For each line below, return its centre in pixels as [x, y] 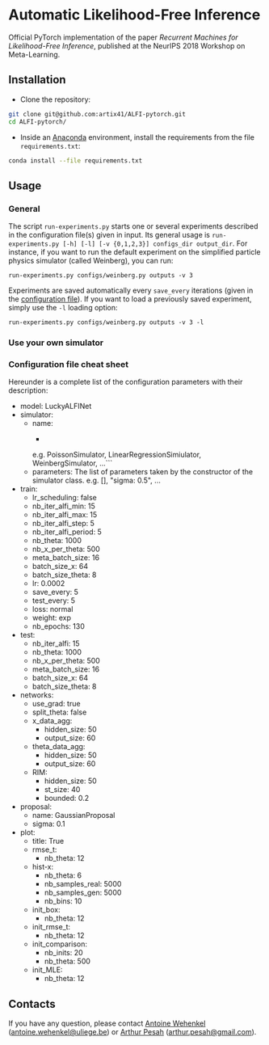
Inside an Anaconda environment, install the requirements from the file [137, 137]
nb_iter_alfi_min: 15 [63, 506]
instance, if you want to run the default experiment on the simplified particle [134, 252]
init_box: [46, 910]
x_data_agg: [52, 721]
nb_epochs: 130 [58, 626]
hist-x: [43, 867]
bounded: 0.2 [67, 798]
